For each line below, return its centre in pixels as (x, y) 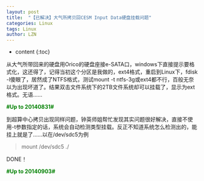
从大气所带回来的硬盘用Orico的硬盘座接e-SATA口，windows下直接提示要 (98, 64)
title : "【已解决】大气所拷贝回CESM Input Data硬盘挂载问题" (79, 18)
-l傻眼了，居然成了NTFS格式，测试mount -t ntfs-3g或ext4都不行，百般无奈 (100, 80)
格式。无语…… (24, 95)
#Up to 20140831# (30, 107)
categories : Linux (30, 23)
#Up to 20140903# (31, 171)
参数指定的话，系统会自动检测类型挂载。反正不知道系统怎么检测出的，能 (107, 127)
